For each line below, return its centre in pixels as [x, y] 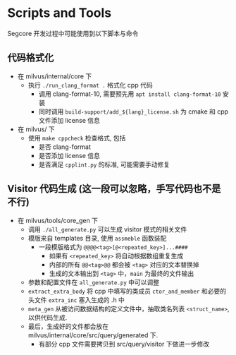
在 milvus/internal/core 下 [55, 76]
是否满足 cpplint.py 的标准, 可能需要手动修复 [104, 164]
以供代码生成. [48, 317]
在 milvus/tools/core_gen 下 [58, 220]
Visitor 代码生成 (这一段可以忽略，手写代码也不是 [114, 189]
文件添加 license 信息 [69, 120]
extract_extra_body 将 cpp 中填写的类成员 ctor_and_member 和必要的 [127, 291]
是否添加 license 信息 [69, 155]
